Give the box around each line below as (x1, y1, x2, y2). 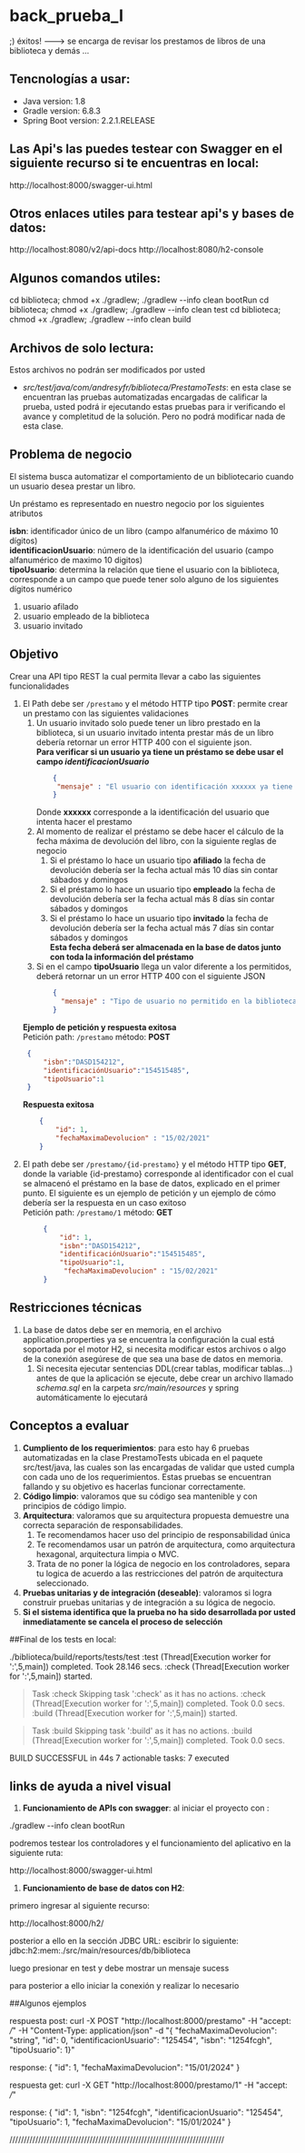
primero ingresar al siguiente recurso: (9, 1900, 150, 1911)
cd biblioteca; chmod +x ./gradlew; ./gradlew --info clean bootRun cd (9, 294, 270, 305)
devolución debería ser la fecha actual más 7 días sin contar (49, 923, 275, 934)
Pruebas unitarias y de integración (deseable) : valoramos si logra (22, 1587, 272, 1598)
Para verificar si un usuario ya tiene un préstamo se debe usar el (35, 746, 284, 757)
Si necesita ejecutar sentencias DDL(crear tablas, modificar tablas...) (35, 1363, 293, 1374)
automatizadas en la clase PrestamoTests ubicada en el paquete (22, 1452, 263, 1463)
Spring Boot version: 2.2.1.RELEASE (22, 114, 156, 125)
